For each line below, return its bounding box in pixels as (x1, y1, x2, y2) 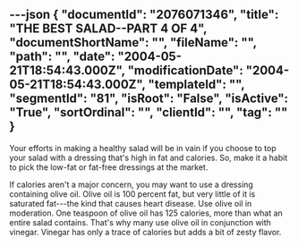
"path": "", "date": (9, 49, 115, 64)
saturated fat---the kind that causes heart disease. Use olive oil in (9, 198, 252, 208)
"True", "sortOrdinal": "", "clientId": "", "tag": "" (9, 105, 288, 120)
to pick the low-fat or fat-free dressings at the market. (9, 161, 209, 173)
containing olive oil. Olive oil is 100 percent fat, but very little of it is (9, 188, 256, 199)
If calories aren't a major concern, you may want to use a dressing (9, 179, 253, 190)
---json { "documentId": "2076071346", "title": (9, 7, 279, 22)
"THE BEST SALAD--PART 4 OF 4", (9, 21, 208, 37)
